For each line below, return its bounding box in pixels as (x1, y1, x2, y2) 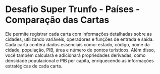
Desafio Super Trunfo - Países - (5, 4, 140, 15)
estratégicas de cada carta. (5, 63, 63, 69)
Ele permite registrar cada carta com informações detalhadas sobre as (5, 31, 152, 37)
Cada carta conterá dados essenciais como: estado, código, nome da (5, 41, 150, 47)
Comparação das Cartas (5, 14, 110, 26)
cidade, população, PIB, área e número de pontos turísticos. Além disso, (5, 47, 155, 53)
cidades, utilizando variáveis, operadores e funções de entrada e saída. (5, 36, 154, 42)
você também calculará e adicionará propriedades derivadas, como (5, 52, 146, 58)
